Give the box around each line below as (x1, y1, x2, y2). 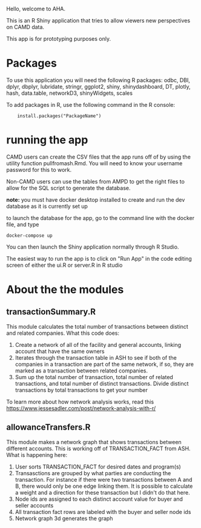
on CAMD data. (6, 24, 44, 30)
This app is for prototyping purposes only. (6, 35, 111, 42)
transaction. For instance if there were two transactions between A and (15, 476, 193, 483)
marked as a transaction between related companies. (15, 367, 148, 374)
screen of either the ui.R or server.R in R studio (6, 261, 123, 269)
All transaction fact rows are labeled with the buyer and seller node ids (15, 508, 191, 515)
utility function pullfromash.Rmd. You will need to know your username (6, 159, 183, 166)
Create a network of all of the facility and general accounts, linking (15, 341, 182, 348)
